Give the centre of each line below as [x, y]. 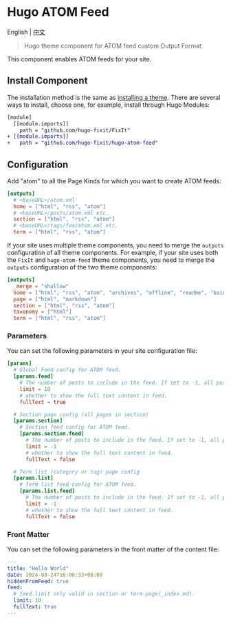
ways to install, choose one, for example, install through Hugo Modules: [108, 105]
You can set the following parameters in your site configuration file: [102, 351]
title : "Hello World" [38, 568]
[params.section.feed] [52, 434]
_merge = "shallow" [41, 286]
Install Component [47, 81]
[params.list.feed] [47, 491]
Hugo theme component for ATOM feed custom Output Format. [113, 45]
